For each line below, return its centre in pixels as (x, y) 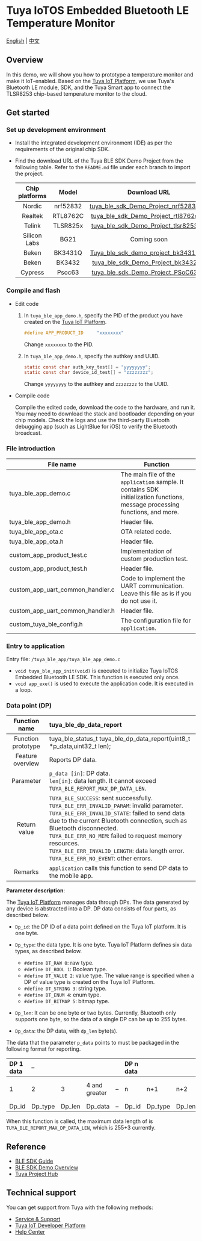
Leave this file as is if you (156, 593)
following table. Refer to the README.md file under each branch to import (103, 167)
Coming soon (149, 240)
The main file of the (148, 474)
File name (62, 464)
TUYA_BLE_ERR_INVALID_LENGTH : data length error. (117, 851)
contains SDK (140, 490)
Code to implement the (153, 578)
